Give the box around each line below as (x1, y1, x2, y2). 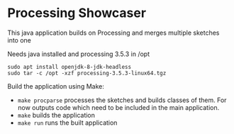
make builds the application (17, 111, 96, 119)
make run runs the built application (17, 118, 118, 127)
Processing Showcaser (7, 5, 147, 21)
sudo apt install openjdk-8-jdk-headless (7, 63, 132, 70)
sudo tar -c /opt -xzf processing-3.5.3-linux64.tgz (7, 69, 167, 77)
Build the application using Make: (7, 82, 104, 90)
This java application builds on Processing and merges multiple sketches (7, 28, 220, 37)
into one (7, 35, 32, 44)
